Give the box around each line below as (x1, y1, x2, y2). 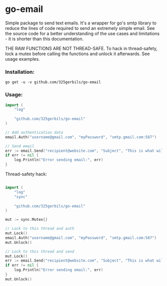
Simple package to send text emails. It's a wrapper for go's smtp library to (5, 20, 157, 26)
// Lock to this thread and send (5, 249, 75, 254)
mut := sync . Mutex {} (5, 217, 48, 222)
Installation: (5, 68, 35, 75)
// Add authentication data (5, 130, 64, 135)
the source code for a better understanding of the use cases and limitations (5, 30, 160, 36)
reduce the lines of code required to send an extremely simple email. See (5, 25, 155, 31)
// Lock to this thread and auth (5, 226, 75, 231)
